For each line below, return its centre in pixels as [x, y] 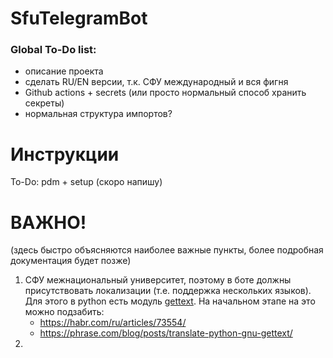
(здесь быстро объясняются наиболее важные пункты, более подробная [167, 250]
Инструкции [65, 154]
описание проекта [64, 71]
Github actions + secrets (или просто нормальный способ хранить [165, 93]
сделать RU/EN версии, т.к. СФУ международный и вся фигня [156, 82]
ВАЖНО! [48, 222]
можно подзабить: [64, 312]
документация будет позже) [71, 261]
